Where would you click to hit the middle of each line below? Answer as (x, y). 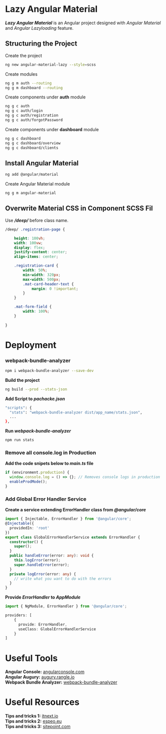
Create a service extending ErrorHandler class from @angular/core (76, 510)
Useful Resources (42, 702)
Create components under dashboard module (52, 129)
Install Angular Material (42, 163)
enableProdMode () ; (29, 482)
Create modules (21, 74)
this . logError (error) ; (37, 560)
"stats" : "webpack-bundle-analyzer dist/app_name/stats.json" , (76, 412)
